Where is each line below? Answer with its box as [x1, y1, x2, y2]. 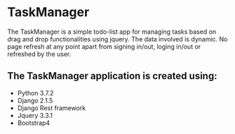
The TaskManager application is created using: [7, 70, 217, 82]
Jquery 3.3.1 [17, 111, 53, 119]
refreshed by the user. [7, 50, 72, 58]
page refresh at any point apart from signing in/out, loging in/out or [7, 42, 201, 51]
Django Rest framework [17, 103, 86, 112]
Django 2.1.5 [17, 96, 53, 105]
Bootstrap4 [17, 119, 51, 127]
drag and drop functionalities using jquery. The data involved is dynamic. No [7, 34, 228, 43]
